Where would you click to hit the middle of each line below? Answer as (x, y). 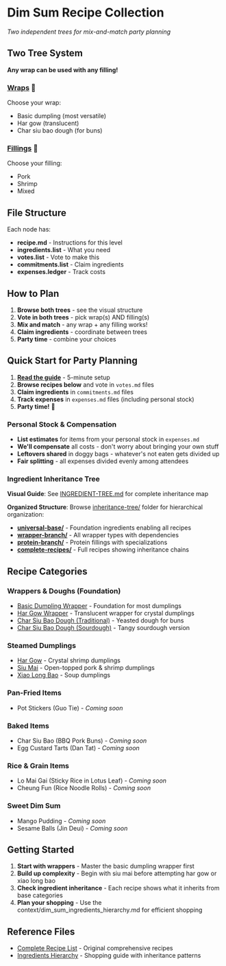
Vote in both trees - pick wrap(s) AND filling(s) (83, 317)
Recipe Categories (47, 571)
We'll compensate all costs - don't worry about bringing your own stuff (118, 447)
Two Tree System (45, 53)
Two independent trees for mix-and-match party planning (89, 32)
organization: (26, 515)
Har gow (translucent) (48, 123)
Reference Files (41, 931)
